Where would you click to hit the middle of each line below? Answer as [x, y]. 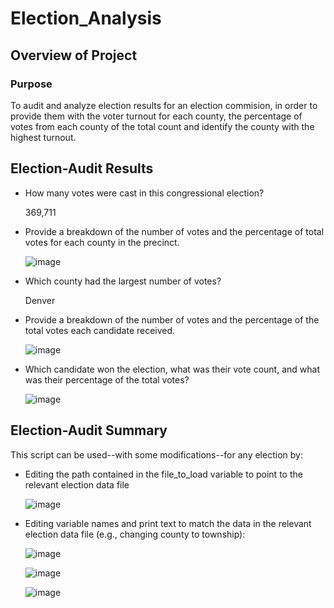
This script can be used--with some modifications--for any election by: [156, 454]
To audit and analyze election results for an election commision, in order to [164, 105]
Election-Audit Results [82, 168]
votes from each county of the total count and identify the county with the [162, 126]
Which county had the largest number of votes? [123, 281]
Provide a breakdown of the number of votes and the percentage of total [174, 231]
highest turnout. [43, 137]
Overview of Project [74, 55]
